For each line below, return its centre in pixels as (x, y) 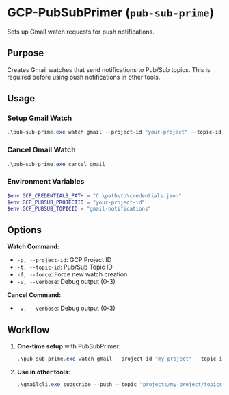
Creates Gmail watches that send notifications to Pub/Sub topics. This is (109, 69)
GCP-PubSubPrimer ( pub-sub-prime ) (110, 13)
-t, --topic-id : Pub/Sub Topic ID (65, 267)
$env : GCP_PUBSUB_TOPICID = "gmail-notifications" (79, 208)
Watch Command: (33, 247)
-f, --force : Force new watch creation (72, 274)
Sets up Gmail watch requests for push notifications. (81, 32)
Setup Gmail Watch (40, 118)
